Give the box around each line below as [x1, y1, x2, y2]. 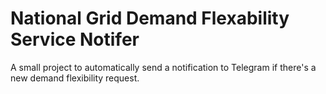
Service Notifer [10, 28, 140, 51]
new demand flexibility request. [10, 72, 140, 84]
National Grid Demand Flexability [10, 7, 290, 30]
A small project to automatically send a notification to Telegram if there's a [10, 61, 317, 73]
